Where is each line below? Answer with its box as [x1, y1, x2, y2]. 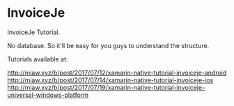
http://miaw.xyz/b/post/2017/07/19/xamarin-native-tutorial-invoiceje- [7, 83, 205, 91]
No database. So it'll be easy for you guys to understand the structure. [7, 41, 210, 50]
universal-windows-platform [7, 91, 89, 99]
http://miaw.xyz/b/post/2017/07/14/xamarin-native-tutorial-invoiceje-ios [7, 75, 214, 84]
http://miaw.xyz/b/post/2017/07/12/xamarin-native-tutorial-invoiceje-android [7, 68, 227, 77]
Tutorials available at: [7, 54, 68, 63]
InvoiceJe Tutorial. [7, 28, 61, 36]
